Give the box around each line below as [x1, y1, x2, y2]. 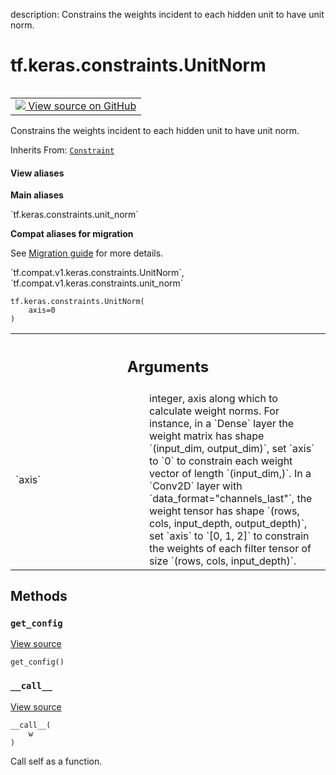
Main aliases [10, 189, 64, 201]
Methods [10, 588, 68, 605]
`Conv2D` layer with [149, 479, 243, 493]
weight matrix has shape [149, 429, 265, 443]
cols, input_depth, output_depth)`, [149, 516, 308, 530]
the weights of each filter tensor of [149, 541, 312, 555]
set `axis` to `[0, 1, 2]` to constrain [149, 529, 310, 543]
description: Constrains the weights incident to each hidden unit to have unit [10, 9, 325, 20]
